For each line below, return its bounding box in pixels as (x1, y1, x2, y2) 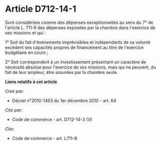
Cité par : (5, 107, 23, 113)
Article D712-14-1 (5, 3, 76, 15)
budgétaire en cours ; (5, 50, 49, 55)
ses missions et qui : (5, 30, 46, 36)
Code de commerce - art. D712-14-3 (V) (12, 116, 92, 122)
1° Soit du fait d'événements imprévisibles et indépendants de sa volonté (5, 39, 151, 45)
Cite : (5, 126, 15, 132)
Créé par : (5, 88, 24, 94)
